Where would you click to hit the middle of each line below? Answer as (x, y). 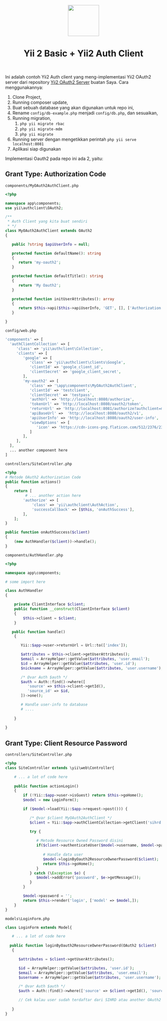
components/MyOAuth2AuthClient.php (42, 186)
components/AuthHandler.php (34, 555)
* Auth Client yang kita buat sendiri (47, 222)
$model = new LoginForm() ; (51, 800)
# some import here (25, 582)
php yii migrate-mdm (41, 129)
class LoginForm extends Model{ (39, 927)
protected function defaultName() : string (56, 253)
